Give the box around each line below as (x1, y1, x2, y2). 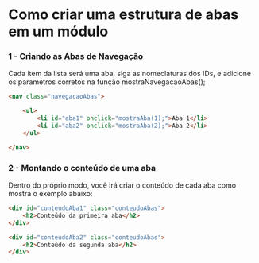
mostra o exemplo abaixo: (8, 189, 93, 199)
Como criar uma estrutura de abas (8, 6, 239, 24)
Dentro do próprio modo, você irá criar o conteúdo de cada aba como (8, 180, 237, 190)
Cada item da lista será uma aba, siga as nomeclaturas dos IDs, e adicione (8, 69, 252, 79)
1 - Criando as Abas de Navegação (8, 51, 144, 62)
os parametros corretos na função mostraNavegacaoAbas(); (8, 77, 206, 87)
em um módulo (8, 22, 109, 41)
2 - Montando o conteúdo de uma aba (8, 162, 157, 173)
